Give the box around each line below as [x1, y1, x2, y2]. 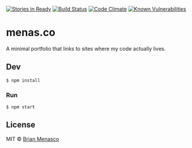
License [6, 120, 36, 130]
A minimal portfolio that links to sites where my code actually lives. [6, 45, 166, 52]
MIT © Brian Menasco [6, 135, 60, 142]
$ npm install [6, 77, 41, 83]
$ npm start [6, 104, 35, 110]
